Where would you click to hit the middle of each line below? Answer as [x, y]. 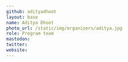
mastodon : [18, 39]
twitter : [17, 45]
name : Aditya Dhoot [30, 22]
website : [17, 50]
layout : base [22, 17]
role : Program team [30, 34]
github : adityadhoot [32, 12]
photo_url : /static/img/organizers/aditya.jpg [64, 28]
